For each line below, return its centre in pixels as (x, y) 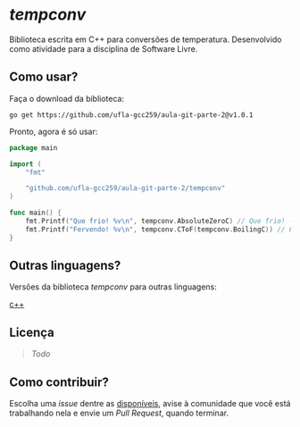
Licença (32, 332)
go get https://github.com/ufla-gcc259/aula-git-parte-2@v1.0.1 (131, 115)
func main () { (36, 213)
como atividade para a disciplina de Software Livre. (104, 48)
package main (33, 147)
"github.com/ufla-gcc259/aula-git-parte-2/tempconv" (125, 188)
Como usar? (44, 77)
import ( (25, 164)
